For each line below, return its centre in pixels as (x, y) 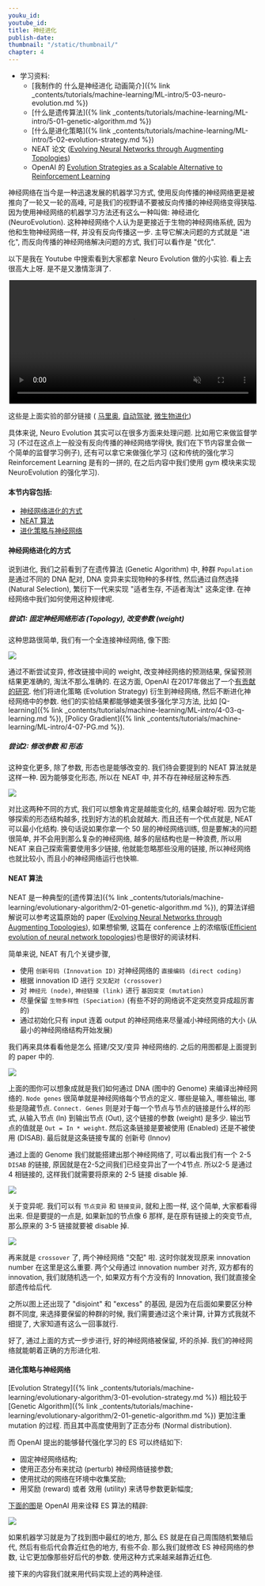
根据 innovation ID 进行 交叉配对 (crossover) (91, 980)
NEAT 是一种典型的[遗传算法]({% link (68, 897)
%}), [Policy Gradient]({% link (97, 719)
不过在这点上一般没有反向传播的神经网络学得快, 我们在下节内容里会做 (132, 443)
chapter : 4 (26, 52)
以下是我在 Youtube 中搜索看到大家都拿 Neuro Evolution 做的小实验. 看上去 (130, 259)
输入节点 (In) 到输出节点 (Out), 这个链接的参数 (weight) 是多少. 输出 (135, 1118)
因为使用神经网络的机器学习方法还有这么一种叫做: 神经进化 (104, 212)
